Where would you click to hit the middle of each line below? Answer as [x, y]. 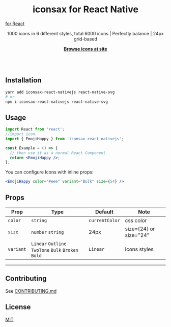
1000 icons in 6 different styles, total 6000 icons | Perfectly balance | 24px [85, 33]
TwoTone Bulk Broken [55, 250]
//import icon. [21, 134]
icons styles [139, 249]
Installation [23, 80]
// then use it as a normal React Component [58, 153]
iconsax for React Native [85, 9]
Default [104, 212]
